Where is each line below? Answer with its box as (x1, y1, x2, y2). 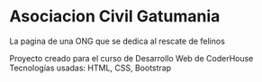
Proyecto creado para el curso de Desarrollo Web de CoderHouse (9, 53, 254, 63)
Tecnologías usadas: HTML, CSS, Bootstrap (9, 62, 172, 73)
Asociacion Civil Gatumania (9, 6, 221, 27)
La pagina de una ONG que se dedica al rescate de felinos (9, 36, 225, 46)
